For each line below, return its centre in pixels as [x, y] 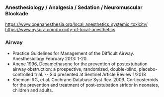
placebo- [148, 69]
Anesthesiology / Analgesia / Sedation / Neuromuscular [74, 7]
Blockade [17, 13]
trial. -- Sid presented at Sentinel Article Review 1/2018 [90, 74]
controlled [23, 74]
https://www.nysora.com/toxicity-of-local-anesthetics [60, 30]
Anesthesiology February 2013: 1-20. [50, 58]
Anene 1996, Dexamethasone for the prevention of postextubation [80, 64]
